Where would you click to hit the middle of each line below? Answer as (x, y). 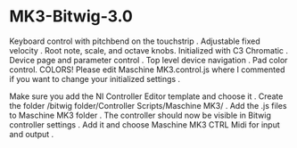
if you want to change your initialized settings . (95, 78)
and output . (32, 134)
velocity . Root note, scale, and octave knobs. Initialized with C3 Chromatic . (148, 50)
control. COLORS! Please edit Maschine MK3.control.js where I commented (147, 70)
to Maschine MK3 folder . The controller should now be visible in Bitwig (140, 115)
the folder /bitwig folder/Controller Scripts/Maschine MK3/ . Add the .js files (148, 105)
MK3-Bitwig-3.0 (71, 16)
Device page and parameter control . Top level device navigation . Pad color (148, 60)
